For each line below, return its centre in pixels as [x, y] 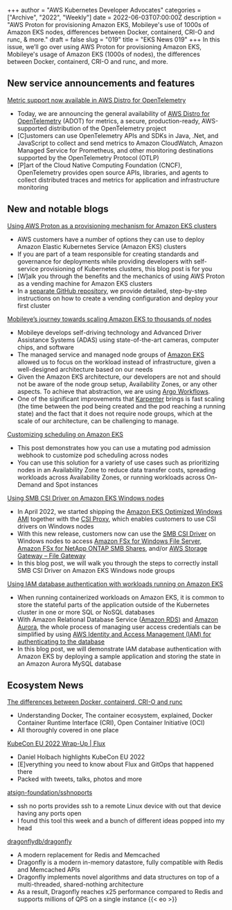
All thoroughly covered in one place [68, 730]
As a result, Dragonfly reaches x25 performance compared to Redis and [120, 892]
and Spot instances [70, 484]
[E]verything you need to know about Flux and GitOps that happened [115, 764]
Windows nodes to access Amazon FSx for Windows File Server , [109, 541]
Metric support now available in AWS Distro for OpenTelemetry [97, 100]
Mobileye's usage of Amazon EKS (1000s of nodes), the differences [104, 54]
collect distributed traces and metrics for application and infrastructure [118, 180]
